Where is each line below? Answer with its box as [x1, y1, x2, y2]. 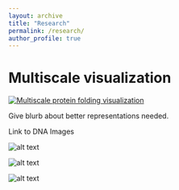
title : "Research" [8, 19, 70, 27]
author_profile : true [8, 34, 81, 43]
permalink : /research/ [8, 27, 85, 35]
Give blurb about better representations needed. [8, 111, 169, 121]
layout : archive [8, 11, 63, 20]
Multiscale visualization [8, 69, 172, 87]
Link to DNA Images [8, 126, 75, 137]
